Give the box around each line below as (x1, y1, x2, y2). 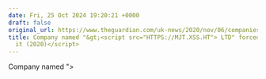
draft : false (8, 19, 51, 27)
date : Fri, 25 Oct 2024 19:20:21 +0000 (8, 11, 140, 20)
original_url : (8, 26, 55, 34)
